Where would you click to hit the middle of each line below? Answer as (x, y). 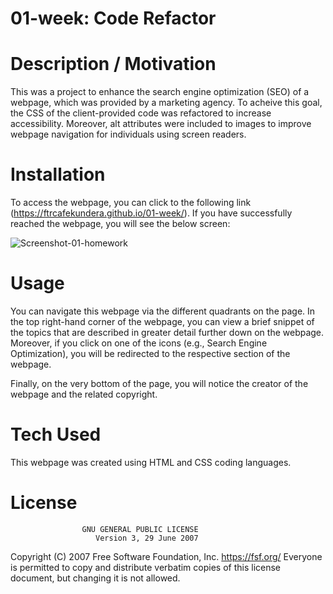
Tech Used (56, 434)
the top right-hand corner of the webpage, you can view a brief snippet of (162, 321)
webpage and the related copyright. (84, 394)
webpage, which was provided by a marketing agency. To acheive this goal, (166, 103)
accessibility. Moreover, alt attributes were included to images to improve (161, 124)
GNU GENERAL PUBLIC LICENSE (140, 529)
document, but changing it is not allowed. (95, 578)
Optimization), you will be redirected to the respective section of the (150, 353)
